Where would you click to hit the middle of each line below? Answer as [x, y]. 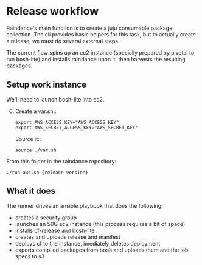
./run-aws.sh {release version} [47, 172]
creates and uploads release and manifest [68, 237]
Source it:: [28, 139]
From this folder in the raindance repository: [61, 161]
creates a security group [46, 218]
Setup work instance [47, 85]
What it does [31, 191]
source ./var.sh [36, 150]
